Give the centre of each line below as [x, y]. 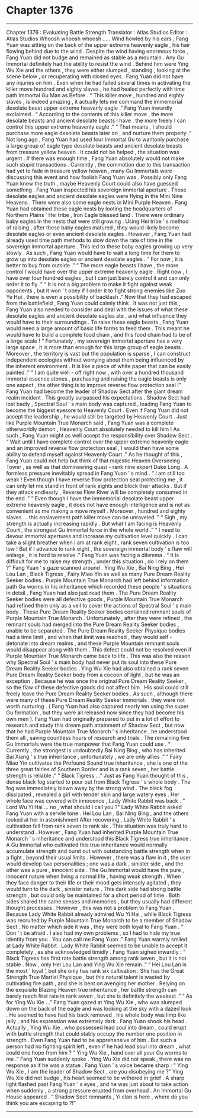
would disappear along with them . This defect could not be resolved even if [99, 649]
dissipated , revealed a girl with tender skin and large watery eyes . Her [93, 794]
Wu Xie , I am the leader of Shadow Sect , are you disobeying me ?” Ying [95, 1071]
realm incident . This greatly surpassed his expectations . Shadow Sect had [98, 397]
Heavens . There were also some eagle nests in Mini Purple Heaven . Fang [97, 202]
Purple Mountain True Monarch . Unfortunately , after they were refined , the [99, 618]
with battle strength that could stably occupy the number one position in [94, 1034]
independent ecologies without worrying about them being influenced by [95, 360]
